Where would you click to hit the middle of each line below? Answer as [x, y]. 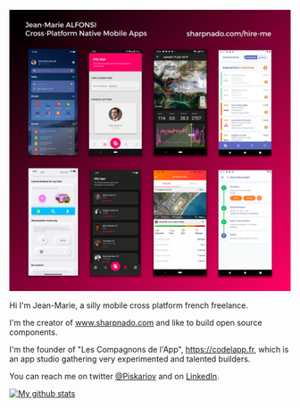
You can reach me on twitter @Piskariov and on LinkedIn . [115, 376]
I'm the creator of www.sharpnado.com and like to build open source [136, 323]
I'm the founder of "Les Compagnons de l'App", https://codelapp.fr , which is [149, 350]
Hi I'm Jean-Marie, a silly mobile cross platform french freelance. [129, 305]
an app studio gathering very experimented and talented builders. [130, 359]
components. [33, 332]
